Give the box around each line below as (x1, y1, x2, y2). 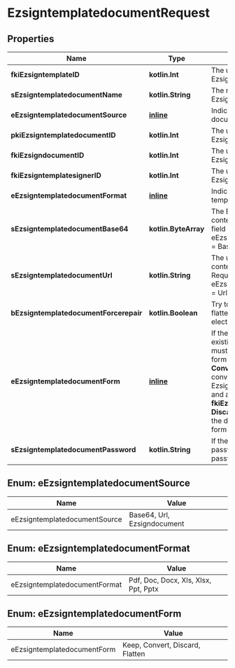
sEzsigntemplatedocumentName (10, 90, 122, 100)
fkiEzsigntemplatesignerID (10, 170, 101, 180)
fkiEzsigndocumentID (10, 151, 85, 160)
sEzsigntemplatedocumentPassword (10, 445, 136, 454)
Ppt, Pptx (128, 584, 159, 594)
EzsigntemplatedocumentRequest (7, 5, 210, 21)
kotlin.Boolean (149, 308, 198, 318)
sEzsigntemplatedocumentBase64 (10, 224, 129, 233)
